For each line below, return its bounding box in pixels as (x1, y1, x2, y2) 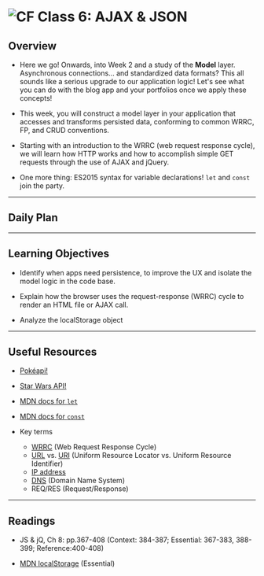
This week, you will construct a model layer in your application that (19, 109, 236, 118)
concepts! (19, 94, 53, 102)
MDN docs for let (19, 397, 79, 406)
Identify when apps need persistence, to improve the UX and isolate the (19, 268, 252, 277)
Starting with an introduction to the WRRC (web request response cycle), (19, 141, 255, 150)
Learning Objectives (8, 247, 110, 260)
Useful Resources (8, 345, 97, 359)
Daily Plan (8, 211, 59, 224)
